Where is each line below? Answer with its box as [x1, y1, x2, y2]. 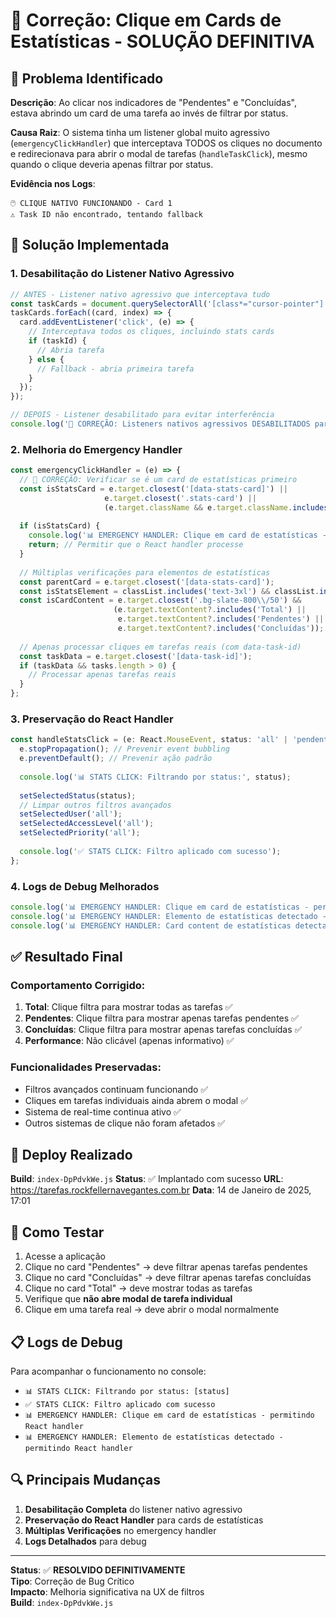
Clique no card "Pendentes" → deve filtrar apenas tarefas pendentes [24, 1261, 308, 1273]
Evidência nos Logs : [10, 178, 96, 189]
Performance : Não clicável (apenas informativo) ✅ [24, 1035, 235, 1047]
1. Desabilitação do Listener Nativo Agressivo [10, 267, 235, 281]
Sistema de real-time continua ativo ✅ [24, 1105, 182, 1118]
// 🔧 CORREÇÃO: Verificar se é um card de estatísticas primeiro [19, 475, 298, 485]
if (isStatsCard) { [19, 521, 101, 531]
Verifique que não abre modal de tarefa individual [24, 1293, 233, 1305]
